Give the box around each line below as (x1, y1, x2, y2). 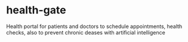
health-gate (6, 3, 67, 17)
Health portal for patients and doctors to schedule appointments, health (6, 23, 183, 30)
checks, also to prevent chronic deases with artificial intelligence (6, 29, 165, 36)
